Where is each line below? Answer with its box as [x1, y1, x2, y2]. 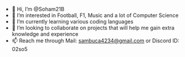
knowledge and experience [11, 31, 79, 38]
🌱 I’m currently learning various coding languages [11, 18, 133, 25]
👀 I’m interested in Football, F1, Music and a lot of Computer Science [11, 12, 179, 19]
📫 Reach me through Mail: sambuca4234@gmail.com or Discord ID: [11, 37, 180, 44]
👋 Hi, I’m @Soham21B [11, 6, 65, 12]
